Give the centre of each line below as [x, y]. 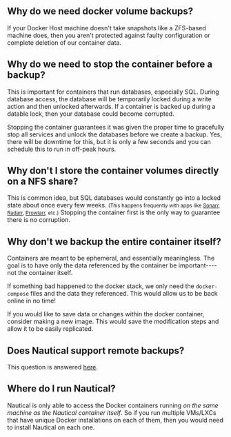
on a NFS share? [43, 182]
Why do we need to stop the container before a [110, 64]
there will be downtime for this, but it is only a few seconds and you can [109, 141]
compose [18, 294]
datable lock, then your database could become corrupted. [91, 114]
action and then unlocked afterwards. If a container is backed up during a [111, 106]
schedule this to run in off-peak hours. [62, 149]
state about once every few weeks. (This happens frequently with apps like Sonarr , [114, 205]
